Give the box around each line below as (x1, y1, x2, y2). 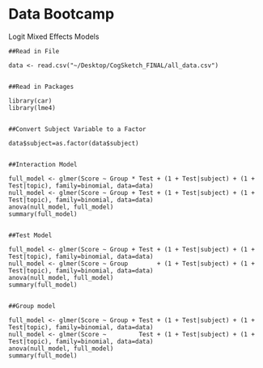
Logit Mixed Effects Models (8, 32, 100, 41)
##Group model (8, 302, 57, 310)
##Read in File (8, 47, 60, 55)
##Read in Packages (8, 82, 74, 91)
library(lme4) (8, 104, 57, 112)
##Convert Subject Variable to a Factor (8, 125, 147, 133)
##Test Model (8, 231, 53, 239)
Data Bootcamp (8, 5, 115, 23)
